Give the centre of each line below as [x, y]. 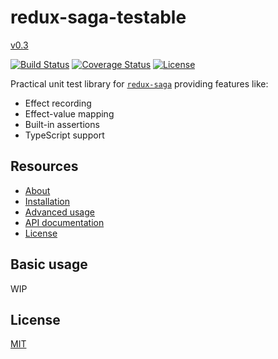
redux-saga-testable [98, 17]
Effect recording [58, 103]
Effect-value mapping [69, 113]
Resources [44, 166]
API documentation [64, 222]
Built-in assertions [62, 124]
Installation [47, 201]
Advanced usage [59, 212]
